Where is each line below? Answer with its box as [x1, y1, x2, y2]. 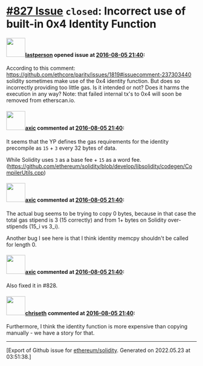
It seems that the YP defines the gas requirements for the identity [6, 138, 169, 145]
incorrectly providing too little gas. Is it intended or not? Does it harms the [6, 84, 189, 91]
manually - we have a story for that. [6, 329, 95, 337]
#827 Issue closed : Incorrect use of [6, 4, 186, 18]
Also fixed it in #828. [6, 282, 58, 289]
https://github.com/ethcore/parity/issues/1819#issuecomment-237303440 [6, 71, 192, 78]
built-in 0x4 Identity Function [6, 17, 156, 31]
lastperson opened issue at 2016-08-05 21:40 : [25, 51, 146, 58]
